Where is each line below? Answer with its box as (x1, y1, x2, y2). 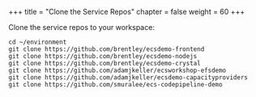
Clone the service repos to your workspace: (8, 23, 156, 32)
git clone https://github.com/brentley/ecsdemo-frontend (8, 45, 205, 53)
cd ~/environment (8, 38, 67, 46)
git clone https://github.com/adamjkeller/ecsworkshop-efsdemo (8, 66, 227, 74)
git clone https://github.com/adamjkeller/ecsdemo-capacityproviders (8, 74, 249, 82)
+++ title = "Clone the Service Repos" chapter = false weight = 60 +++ (8, 7, 245, 16)
